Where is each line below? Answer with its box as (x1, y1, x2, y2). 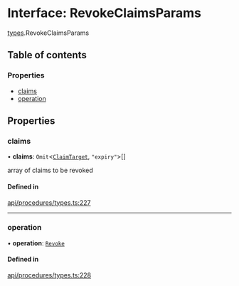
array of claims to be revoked (7, 166, 94, 175)
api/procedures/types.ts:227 (7, 198, 91, 207)
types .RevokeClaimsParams (7, 28, 90, 37)
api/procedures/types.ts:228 (7, 271, 92, 280)
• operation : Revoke (7, 238, 65, 247)
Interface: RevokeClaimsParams (7, 5, 201, 21)
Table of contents (7, 49, 87, 61)
